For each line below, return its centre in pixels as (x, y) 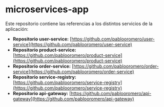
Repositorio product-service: (44, 50)
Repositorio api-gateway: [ (42, 93)
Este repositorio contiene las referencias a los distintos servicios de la (79, 24)
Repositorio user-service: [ (42, 39)
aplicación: (17, 29)
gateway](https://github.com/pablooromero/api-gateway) (73, 99)
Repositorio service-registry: (44, 77)
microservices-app (47, 9)
